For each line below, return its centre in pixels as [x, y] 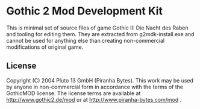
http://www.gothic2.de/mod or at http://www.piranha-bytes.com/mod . [94, 99]
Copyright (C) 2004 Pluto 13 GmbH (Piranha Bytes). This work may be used [100, 80]
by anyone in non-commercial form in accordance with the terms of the [95, 87]
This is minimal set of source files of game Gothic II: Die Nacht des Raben [97, 28]
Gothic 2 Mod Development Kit [84, 11]
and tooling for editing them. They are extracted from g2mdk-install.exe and [100, 34]
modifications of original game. [45, 47]
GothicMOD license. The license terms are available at [73, 93]
